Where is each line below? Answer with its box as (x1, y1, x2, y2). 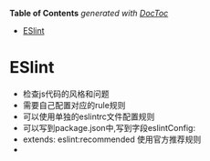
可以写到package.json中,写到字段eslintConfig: (22, 122, 196, 133)
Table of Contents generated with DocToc (9, 8, 169, 18)
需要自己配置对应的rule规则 (22, 99, 126, 110)
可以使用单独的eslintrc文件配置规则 (22, 111, 155, 122)
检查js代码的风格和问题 (22, 88, 110, 99)
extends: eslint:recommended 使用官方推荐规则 (22, 134, 202, 145)
